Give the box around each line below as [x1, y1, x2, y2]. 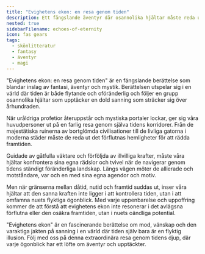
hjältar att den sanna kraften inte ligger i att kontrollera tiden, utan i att [6, 189, 182, 197]
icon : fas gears [6, 32, 48, 38]
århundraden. [6, 102, 41, 110]
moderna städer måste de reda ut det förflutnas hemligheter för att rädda [6, 133, 190, 141]
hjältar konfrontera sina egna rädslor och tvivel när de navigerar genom [6, 158, 185, 166]
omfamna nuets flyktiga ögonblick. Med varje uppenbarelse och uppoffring [6, 196, 195, 203]
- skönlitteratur [12, 43, 56, 49]
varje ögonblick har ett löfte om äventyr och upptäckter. [6, 240, 146, 247]
